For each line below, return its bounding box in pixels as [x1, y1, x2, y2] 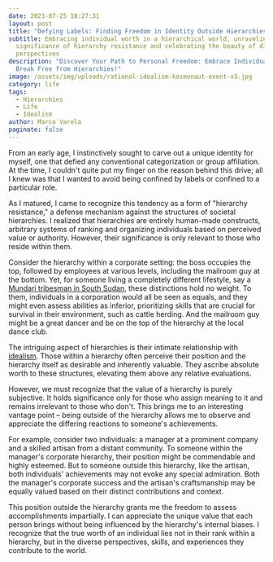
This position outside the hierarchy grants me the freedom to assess [8, 502, 237, 512]
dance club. [8, 327, 49, 336]
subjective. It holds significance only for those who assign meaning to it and [8, 393, 263, 402]
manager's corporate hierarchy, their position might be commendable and [8, 451, 256, 461]
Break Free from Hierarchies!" [15, 65, 122, 73]
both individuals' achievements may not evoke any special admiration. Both [8, 469, 260, 479]
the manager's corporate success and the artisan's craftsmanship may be [8, 477, 256, 487]
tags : [8, 87, 27, 96]
